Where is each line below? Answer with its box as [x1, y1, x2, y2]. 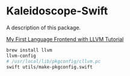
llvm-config [6, 53, 36, 59]
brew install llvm [6, 47, 52, 53]
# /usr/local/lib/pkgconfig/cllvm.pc [6, 58, 101, 64]
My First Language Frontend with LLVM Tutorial [6, 35, 124, 42]
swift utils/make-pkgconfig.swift [6, 64, 93, 70]
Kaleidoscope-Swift [6, 4, 108, 18]
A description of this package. [6, 24, 81, 31]
